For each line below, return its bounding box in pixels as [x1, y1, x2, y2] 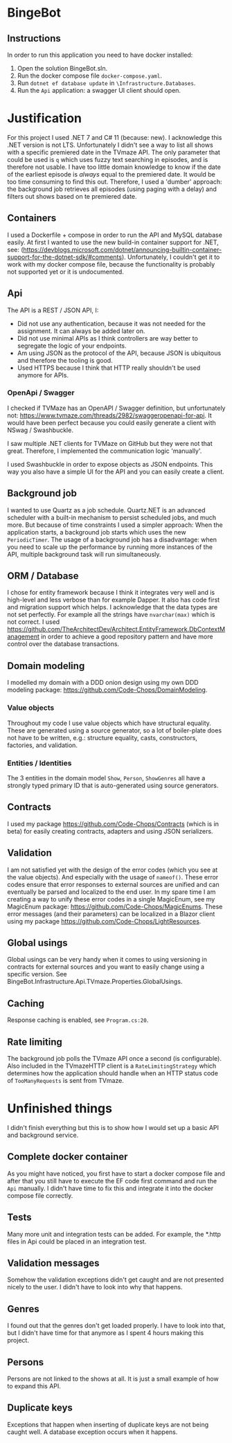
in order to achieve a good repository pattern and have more [40, 632, 213, 641]
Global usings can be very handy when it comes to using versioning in [7, 956, 208, 964]
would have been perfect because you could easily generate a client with [7, 418, 216, 427]
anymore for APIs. [17, 370, 69, 379]
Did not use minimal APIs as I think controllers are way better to [17, 334, 199, 342]
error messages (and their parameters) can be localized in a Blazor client [7, 909, 215, 918]
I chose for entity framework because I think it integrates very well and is [7, 589, 215, 597]
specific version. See [7, 970, 67, 978]
